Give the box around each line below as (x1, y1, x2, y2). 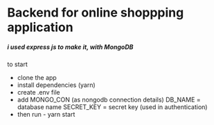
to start (7, 60, 28, 68)
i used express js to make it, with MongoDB (7, 43, 134, 51)
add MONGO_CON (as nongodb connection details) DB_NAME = (17, 95, 201, 104)
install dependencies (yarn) (17, 81, 96, 89)
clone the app (17, 74, 57, 82)
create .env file (17, 88, 60, 97)
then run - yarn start (17, 110, 75, 119)
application (7, 19, 74, 35)
